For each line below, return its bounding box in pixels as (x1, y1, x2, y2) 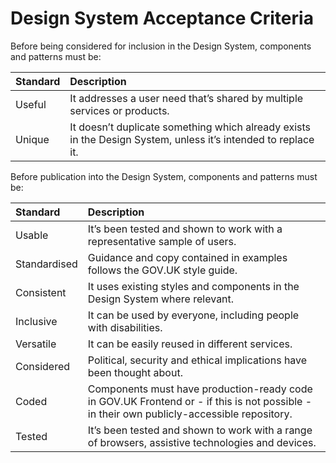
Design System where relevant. (87, 292, 235, 306)
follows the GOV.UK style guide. (87, 263, 238, 277)
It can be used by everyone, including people (87, 308, 300, 322)
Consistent (15, 285, 67, 299)
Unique (15, 132, 50, 146)
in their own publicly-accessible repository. (87, 407, 293, 421)
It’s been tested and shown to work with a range (87, 423, 313, 437)
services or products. (69, 103, 170, 117)
